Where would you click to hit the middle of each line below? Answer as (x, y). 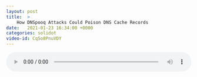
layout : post (22, 11)
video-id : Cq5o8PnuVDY (34, 38)
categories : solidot (31, 33)
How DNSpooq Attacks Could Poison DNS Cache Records (83, 22)
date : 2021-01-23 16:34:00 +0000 (50, 28)
